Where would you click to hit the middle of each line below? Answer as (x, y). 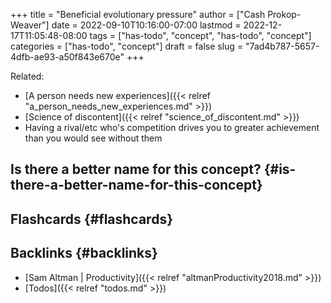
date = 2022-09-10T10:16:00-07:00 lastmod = (146, 25)
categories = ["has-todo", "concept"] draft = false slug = (127, 46)
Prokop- (284, 14)
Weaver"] (30, 25)
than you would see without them (93, 138)
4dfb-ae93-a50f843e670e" (67, 57)
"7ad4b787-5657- (282, 46)
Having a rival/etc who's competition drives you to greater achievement (172, 127)
